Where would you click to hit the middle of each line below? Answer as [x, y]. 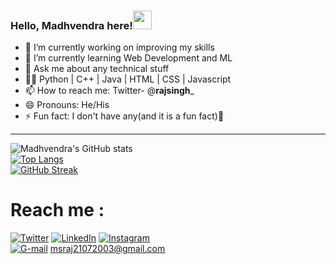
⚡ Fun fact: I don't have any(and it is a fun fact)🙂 [124, 116]
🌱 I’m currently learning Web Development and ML [128, 58]
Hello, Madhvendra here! [71, 25]
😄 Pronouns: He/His [67, 105]
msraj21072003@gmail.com [107, 249]
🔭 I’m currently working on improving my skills [119, 47]
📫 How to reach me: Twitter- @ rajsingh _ [109, 91]
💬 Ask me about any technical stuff [97, 69]
